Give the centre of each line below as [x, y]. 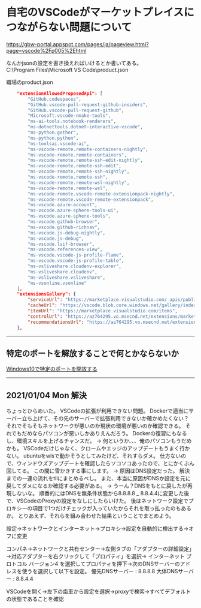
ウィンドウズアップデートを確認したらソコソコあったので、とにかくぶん [105, 463]
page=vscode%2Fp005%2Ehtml [46, 50]
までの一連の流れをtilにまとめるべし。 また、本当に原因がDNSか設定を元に [98, 478]
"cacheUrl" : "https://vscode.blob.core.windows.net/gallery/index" [113, 305]
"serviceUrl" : [45, 300]
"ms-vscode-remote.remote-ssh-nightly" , [79, 171]
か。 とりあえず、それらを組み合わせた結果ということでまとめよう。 [90, 516]
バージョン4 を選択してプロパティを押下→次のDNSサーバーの [104, 564]
